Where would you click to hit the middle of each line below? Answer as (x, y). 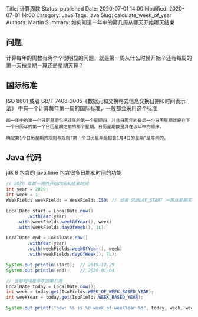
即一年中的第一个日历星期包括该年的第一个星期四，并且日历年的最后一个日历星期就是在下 (98, 120)
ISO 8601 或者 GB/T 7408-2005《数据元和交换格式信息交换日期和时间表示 (96, 101)
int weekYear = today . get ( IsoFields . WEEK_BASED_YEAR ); (75, 298)
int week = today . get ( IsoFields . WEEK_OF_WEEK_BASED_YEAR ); (80, 292)
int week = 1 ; (24, 195)
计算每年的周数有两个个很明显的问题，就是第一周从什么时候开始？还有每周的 (99, 58)
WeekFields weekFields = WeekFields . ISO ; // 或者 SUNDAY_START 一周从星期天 (99, 201)
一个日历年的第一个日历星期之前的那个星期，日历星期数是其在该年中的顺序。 (85, 126)
